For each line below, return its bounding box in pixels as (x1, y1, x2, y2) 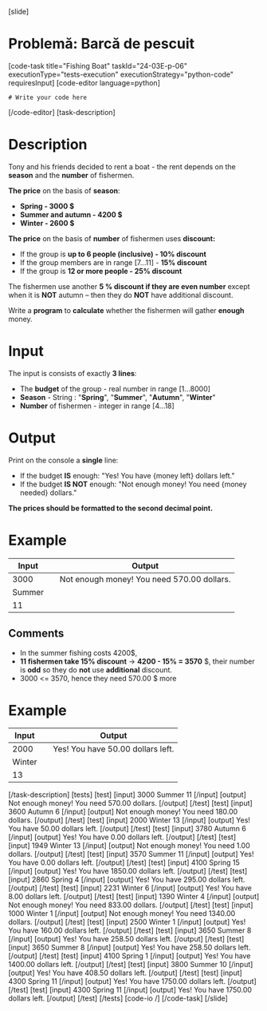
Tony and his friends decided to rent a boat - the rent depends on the (8, 161, 237, 171)
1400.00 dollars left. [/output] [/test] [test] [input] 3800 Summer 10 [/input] (8, 960, 253, 969)
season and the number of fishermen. (8, 170, 135, 180)
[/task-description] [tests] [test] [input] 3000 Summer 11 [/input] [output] (8, 790, 247, 799)
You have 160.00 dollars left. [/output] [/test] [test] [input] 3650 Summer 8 (8, 926, 252, 935)
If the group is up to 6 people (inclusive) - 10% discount (19, 249, 207, 259)
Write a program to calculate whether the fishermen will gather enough (8, 305, 245, 315)
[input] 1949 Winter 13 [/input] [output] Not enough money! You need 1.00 (8, 841, 250, 850)
